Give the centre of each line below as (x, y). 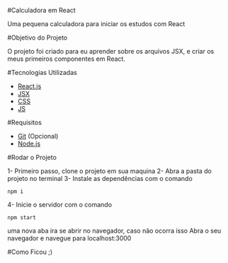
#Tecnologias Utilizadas (42, 72)
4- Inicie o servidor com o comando (59, 205)
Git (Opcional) (38, 136)
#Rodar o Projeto (32, 157)
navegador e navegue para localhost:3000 (69, 238)
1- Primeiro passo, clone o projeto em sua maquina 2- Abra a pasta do (110, 171)
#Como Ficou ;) (30, 252)
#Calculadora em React (41, 10)
